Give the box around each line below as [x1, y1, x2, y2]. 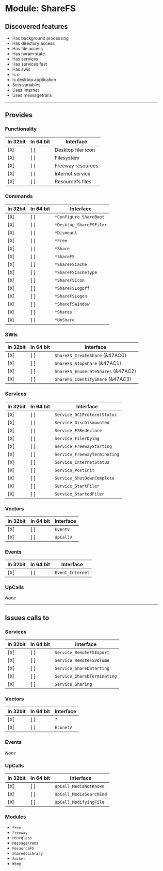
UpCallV [54, 534, 73, 540]
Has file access [12, 46, 43, 51]
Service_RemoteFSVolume [54, 658, 110, 663]
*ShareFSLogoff [54, 285, 90, 291]
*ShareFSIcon [54, 277, 85, 283]
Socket [12, 856, 26, 861]
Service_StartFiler [54, 483, 100, 489]
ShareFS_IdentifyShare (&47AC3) [54, 376, 132, 383]
